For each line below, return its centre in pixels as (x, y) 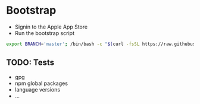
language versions (37, 89)
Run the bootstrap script (45, 33)
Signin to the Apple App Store (51, 27)
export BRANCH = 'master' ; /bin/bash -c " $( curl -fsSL (73, 44)
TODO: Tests (30, 63)
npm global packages (41, 83)
